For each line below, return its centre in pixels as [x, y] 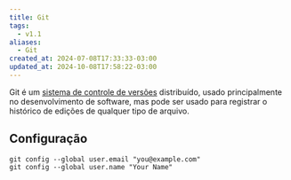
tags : [19, 26]
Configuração [48, 139]
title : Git [29, 17]
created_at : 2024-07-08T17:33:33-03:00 [83, 59]
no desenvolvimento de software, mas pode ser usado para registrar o [138, 101]
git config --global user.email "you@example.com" [105, 159]
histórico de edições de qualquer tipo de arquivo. [99, 111]
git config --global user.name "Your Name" [91, 167]
